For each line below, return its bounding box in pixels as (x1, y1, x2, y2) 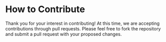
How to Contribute (5, 4, 86, 15)
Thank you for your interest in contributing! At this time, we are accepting (5, 20, 160, 26)
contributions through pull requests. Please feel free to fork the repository (5, 25, 161, 31)
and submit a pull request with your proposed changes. (5, 31, 122, 37)
